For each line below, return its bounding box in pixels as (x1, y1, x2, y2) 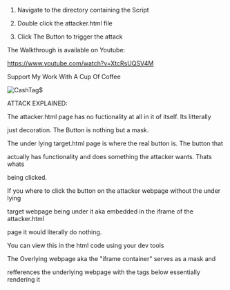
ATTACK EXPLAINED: (7, 99, 68, 107)
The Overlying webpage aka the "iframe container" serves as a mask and (7, 255, 216, 262)
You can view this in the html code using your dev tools (7, 241, 164, 249)
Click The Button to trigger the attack (17, 32, 123, 41)
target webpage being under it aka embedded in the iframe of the (7, 207, 193, 216)
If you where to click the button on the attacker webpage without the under (7, 187, 221, 195)
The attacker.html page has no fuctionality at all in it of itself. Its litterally (7, 113, 212, 121)
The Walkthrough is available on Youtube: (7, 46, 126, 54)
